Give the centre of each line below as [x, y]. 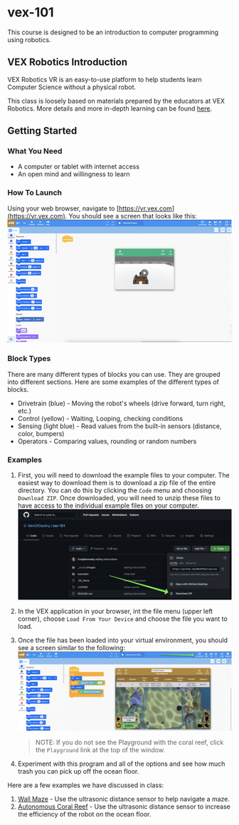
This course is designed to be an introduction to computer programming [113, 32]
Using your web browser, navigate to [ [63, 208]
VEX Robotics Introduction [68, 62]
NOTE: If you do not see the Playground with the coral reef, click [129, 742]
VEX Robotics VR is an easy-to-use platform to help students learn [105, 79]
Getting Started [42, 131]
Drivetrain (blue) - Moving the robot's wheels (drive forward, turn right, [121, 403]
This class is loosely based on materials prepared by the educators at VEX [116, 101]
